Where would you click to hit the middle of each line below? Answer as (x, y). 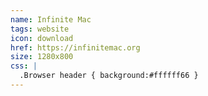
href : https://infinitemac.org (75, 47)
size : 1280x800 (42, 57)
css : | (24, 66)
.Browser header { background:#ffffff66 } (109, 76)
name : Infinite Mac (51, 19)
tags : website (40, 29)
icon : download (42, 38)
